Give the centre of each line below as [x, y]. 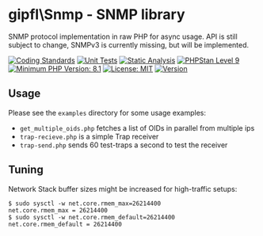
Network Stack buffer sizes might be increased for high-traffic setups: [123, 188]
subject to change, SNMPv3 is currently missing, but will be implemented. [129, 44]
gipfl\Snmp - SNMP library [97, 15]
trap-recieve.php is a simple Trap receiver [89, 136]
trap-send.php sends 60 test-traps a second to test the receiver [124, 145]
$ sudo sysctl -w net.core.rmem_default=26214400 [92, 217]
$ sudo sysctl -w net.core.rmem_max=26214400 [84, 204]
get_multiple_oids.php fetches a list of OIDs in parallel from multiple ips [137, 128]
